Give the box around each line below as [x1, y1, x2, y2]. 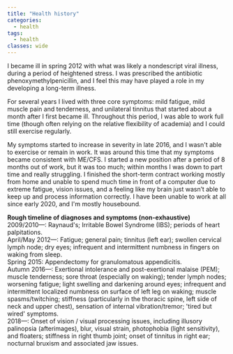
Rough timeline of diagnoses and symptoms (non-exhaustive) [7, 213, 190, 222]
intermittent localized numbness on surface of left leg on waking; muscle [7, 287, 217, 295]
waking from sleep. [7, 250, 63, 259]
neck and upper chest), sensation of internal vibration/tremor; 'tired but [7, 302, 213, 310]
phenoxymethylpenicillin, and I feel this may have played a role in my [7, 77, 204, 84]
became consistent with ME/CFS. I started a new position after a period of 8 [7, 155, 225, 164]
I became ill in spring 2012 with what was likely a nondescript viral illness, [7, 62, 218, 70]
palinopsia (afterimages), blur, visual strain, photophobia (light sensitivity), [7, 325, 220, 332]
